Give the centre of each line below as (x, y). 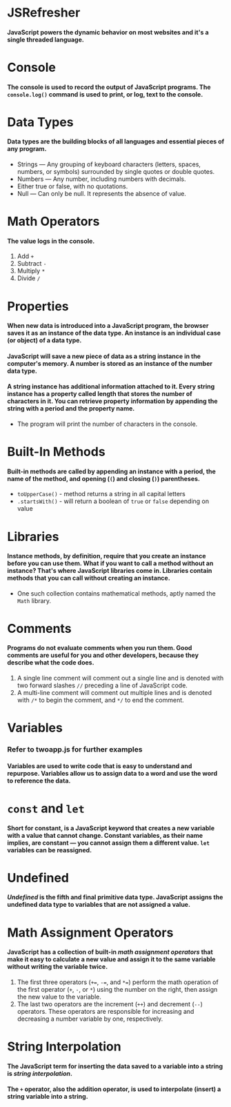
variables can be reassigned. (50, 850)
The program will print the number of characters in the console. (107, 424)
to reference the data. (39, 781)
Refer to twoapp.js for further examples (75, 750)
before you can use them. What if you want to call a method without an (110, 563)
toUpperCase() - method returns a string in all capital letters (101, 494)
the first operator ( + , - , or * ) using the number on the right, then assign (117, 989)
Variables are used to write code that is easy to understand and (100, 766)
